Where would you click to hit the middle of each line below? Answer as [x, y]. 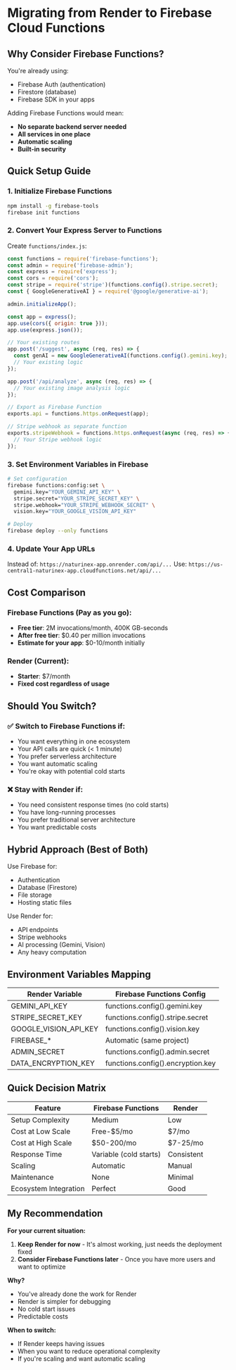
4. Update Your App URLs [51, 548]
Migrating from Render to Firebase [110, 13]
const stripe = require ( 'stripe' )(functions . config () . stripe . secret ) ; [113, 285]
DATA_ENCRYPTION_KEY [53, 1063]
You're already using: [38, 71]
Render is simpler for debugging [64, 1301]
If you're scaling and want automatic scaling [81, 1358]
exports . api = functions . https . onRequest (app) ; [78, 414]
